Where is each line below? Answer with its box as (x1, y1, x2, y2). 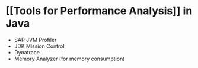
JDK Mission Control (14, 43, 65, 50)
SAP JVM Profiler (14, 36, 57, 43)
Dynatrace (14, 48, 40, 56)
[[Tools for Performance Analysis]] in (5, 4, 193, 18)
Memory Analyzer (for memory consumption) (14, 55, 125, 62)
